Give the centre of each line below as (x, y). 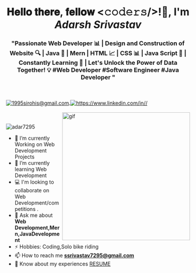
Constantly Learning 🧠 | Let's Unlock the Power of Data (98, 63)
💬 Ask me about (34, 215)
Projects (24, 157)
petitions (25, 209)
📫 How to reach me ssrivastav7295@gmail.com (74, 255)
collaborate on (32, 191)
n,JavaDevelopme (37, 234)
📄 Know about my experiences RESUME (62, 264)
